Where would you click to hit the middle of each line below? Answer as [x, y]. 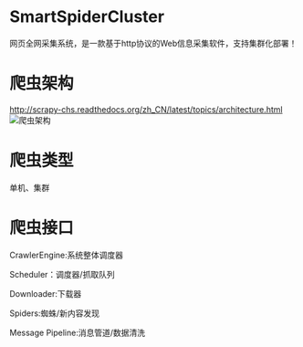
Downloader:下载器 [46, 293]
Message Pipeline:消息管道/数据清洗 [78, 332]
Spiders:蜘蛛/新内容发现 [55, 313]
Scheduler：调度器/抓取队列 [63, 274]
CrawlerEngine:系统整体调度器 [66, 255]
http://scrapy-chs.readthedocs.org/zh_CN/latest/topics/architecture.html [146, 109]
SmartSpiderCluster [87, 17]
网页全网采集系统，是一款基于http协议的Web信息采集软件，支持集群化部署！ [153, 43]
